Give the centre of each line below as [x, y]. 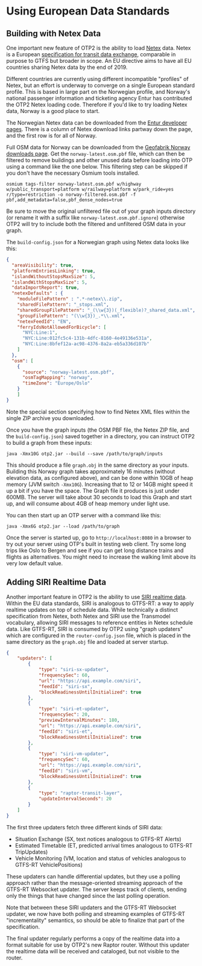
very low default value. [35, 563]
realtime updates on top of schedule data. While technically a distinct [92, 609]
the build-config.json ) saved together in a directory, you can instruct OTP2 [100, 436]
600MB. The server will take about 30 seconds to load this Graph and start [99, 497]
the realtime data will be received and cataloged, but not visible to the [93, 951]
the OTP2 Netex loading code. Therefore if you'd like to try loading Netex [97, 105]
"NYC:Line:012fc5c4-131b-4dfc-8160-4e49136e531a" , [87, 339]
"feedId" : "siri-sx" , [66, 686]
